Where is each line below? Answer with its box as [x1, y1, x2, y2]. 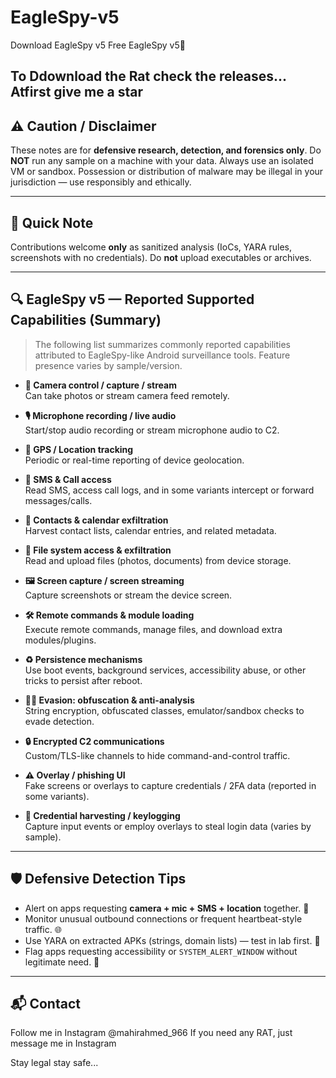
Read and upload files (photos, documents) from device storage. [24, 554, 292, 566]
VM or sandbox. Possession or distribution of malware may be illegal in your [10, 166, 324, 178]
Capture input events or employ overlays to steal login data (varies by [24, 820, 312, 832]
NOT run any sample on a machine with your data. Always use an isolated [10, 155, 314, 167]
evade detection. [24, 715, 95, 727]
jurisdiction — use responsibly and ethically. [10, 176, 192, 188]
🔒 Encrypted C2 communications [24, 735, 165, 747]
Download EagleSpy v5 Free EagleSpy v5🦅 [10, 39, 186, 51]
